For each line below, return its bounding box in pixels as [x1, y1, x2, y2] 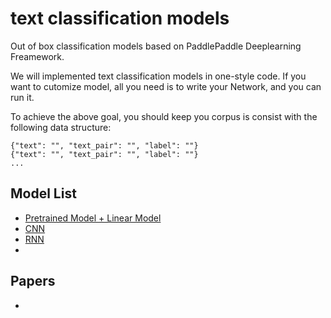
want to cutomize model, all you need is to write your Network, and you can [10, 80, 322, 92]
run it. [10, 91, 35, 103]
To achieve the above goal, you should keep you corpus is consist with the [10, 110, 318, 122]
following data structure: [10, 121, 112, 133]
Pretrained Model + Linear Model [24, 212, 162, 224]
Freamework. [10, 50, 65, 62]
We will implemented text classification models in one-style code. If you [10, 70, 307, 82]
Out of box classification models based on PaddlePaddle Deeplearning [10, 40, 302, 52]
